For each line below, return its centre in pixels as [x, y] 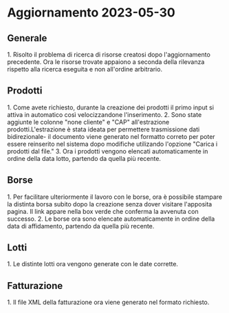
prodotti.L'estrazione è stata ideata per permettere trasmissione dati [103, 129]
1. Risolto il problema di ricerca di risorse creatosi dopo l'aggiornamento [109, 54]
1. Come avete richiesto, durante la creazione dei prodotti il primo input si [111, 107]
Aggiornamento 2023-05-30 [91, 13]
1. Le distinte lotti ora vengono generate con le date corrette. [93, 264]
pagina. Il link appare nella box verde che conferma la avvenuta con [103, 211]
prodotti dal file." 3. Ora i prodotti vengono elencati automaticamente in [108, 151]
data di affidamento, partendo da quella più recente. [81, 226]
